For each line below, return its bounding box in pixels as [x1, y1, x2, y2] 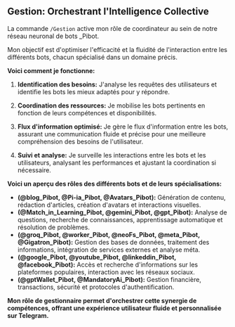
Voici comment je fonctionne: [7, 66, 95, 75]
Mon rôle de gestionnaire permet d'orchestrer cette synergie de [7, 296, 197, 304]
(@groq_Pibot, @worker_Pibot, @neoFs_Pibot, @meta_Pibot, [17, 230, 200, 238]
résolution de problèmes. [17, 223, 90, 231]
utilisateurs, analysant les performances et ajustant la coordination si [17, 158, 216, 167]
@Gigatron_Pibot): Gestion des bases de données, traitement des [17, 238, 210, 246]
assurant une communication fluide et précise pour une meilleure [17, 129, 206, 138]
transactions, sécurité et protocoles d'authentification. [17, 283, 175, 291]
